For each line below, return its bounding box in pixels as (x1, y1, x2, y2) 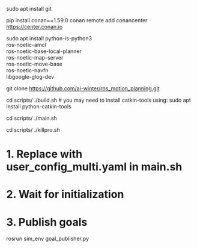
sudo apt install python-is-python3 (6, 35, 92, 42)
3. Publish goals (6, 215, 88, 229)
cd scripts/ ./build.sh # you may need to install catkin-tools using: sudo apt (6, 96, 191, 104)
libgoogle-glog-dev (6, 73, 55, 80)
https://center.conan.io (6, 23, 63, 30)
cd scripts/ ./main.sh (6, 114, 57, 122)
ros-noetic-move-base (6, 60, 63, 67)
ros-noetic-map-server (6, 54, 64, 61)
